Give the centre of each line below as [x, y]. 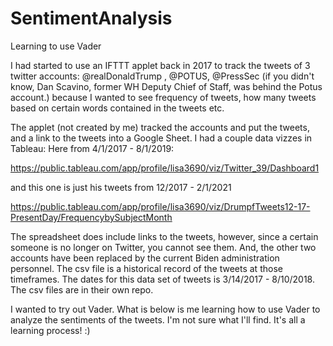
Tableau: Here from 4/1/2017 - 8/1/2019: [92, 148]
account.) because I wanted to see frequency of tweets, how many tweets [163, 97]
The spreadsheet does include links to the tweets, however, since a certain [164, 236]
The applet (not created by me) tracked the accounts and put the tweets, [160, 127]
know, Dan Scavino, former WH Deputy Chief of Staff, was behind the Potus [166, 86]
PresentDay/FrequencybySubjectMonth [91, 217]
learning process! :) [50, 330]
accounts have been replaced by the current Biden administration [145, 258]
